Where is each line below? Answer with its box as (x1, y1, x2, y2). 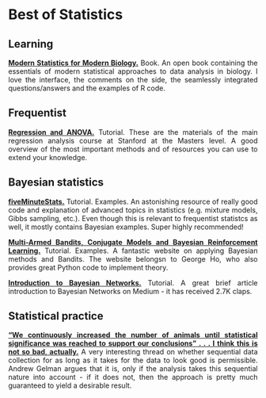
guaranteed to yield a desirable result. (8, 381, 132, 390)
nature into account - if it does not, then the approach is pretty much (8, 373, 258, 382)
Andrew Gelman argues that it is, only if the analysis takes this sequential (8, 364, 258, 373)
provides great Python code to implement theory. (8, 262, 169, 272)
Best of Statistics (8, 6, 123, 24)
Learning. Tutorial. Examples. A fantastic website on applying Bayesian (8, 246, 258, 255)
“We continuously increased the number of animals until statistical (8, 331, 258, 340)
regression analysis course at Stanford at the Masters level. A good (8, 136, 258, 145)
